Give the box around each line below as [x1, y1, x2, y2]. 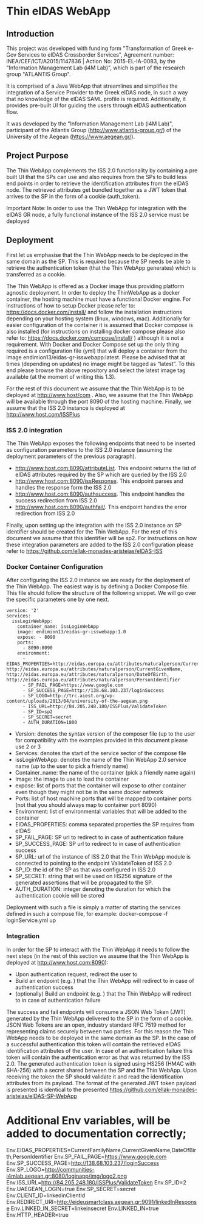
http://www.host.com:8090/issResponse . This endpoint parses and [15, 477, 183, 485]
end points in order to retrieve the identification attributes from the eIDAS [6, 180, 189, 187]
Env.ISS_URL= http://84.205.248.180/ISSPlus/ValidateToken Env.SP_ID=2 [6, 1179, 187, 1186]
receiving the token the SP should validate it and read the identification [6, 1073, 183, 1080]
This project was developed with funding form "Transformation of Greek [6, 44, 187, 52]
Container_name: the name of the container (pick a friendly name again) [15, 769, 196, 776]
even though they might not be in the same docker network [15, 789, 164, 796]
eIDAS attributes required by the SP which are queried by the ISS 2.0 [15, 471, 187, 478]
